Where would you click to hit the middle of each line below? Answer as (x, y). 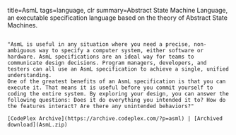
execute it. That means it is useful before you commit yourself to (110, 88)
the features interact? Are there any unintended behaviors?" (101, 106)
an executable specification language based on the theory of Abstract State (118, 18)
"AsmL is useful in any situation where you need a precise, (99, 45)
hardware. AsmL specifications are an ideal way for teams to (101, 57)
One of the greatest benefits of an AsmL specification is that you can (117, 81)
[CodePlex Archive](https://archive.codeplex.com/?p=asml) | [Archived (115, 119)
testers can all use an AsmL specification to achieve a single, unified (118, 69)
